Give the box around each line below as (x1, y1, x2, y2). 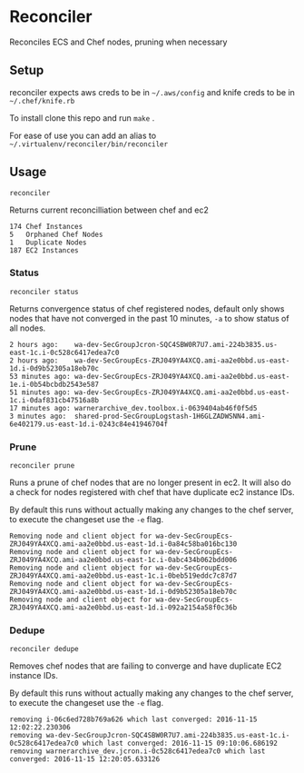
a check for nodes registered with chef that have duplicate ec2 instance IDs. (9, 487, 295, 498)
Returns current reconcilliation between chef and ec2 (9, 204, 209, 215)
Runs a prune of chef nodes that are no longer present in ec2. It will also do (9, 477, 292, 488)
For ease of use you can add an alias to (9, 130, 157, 141)
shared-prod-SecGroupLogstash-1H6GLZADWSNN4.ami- (74, 411, 266, 421)
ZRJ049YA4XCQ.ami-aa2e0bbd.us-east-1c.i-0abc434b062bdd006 (9, 556, 238, 565)
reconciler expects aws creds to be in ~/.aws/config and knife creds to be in (9, 86, 295, 97)
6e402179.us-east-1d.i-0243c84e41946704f (9, 420, 169, 429)
